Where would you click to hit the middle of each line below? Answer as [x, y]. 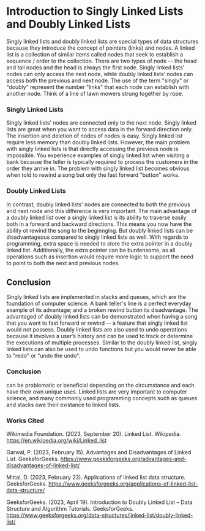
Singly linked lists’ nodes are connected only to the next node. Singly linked [102, 123]
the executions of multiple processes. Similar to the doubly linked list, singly [102, 343]
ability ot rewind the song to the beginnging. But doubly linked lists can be [100, 230]
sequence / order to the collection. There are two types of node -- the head [102, 61]
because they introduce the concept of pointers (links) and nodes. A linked [101, 48]
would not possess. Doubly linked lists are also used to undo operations [97, 330]
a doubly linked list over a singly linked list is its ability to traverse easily [96, 217]
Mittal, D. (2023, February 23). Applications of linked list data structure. [96, 477]
